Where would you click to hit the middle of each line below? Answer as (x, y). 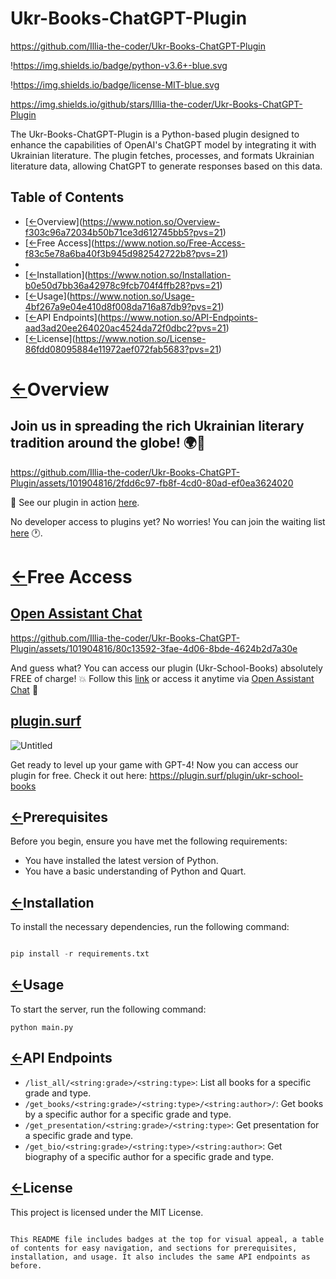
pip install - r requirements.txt (80, 954)
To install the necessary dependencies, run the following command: (150, 927)
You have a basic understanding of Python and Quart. (135, 871)
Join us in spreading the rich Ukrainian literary (157, 426)
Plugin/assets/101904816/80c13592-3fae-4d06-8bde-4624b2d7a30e (154, 648)
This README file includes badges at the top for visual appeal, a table (167, 1239)
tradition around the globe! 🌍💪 (108, 443)
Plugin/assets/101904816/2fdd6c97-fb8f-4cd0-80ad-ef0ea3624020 (152, 483)
